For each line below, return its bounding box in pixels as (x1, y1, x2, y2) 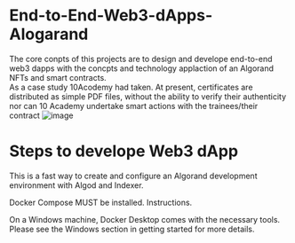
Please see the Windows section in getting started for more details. (9, 223, 255, 234)
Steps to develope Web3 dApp (9, 141, 238, 161)
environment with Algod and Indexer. (9, 179, 144, 191)
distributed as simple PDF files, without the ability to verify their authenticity (9, 90, 287, 102)
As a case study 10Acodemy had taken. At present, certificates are (9, 82, 253, 92)
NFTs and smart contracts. (9, 72, 107, 82)
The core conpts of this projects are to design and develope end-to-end (9, 53, 273, 64)
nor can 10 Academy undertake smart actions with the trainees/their (9, 100, 259, 111)
